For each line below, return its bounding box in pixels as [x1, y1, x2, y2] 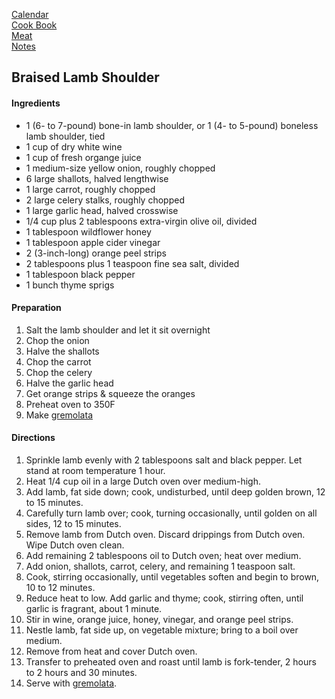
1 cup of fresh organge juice [25, 151, 142, 163]
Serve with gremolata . [25, 677, 118, 689]
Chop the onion [25, 334, 90, 346]
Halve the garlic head [25, 377, 114, 389]
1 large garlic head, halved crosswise [25, 204, 179, 216]
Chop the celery [25, 366, 93, 378]
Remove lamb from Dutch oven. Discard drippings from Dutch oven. [25, 529, 306, 540]
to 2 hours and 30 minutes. [25, 667, 138, 678]
